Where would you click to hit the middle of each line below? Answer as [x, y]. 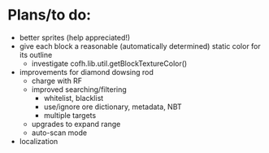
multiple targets [70, 115]
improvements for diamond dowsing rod [86, 72]
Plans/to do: [49, 15]
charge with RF [57, 81]
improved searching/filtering [79, 89]
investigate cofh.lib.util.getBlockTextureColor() [109, 63]
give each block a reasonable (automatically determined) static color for [140, 46]
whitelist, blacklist [74, 98]
